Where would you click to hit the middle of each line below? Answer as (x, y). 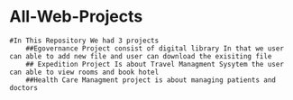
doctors (24, 87)
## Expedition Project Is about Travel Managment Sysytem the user (155, 64)
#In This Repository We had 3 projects (84, 41)
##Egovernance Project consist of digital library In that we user (155, 48)
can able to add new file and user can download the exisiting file (141, 56)
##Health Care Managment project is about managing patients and (151, 80)
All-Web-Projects (76, 17)
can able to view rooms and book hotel (84, 72)
